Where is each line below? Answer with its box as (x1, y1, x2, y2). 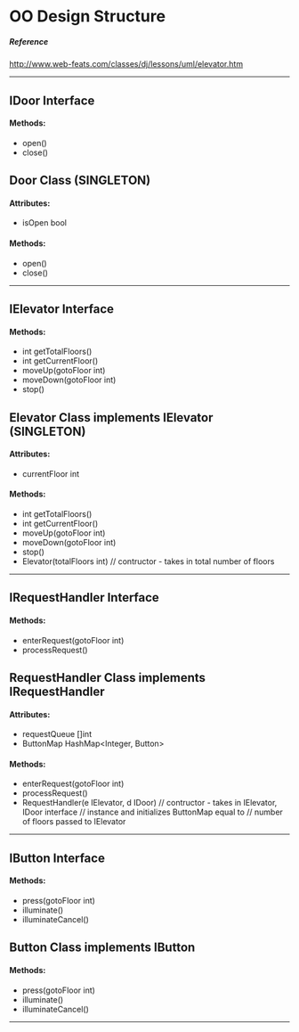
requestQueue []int (21, 729, 92, 740)
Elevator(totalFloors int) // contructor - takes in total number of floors (21, 555, 275, 567)
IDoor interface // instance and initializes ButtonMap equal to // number (21, 807, 283, 817)
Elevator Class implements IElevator (9, 410, 214, 425)
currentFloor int (21, 468, 80, 479)
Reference (9, 36, 49, 46)
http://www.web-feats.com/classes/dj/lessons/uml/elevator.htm (9, 59, 243, 70)
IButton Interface (9, 850, 105, 865)
